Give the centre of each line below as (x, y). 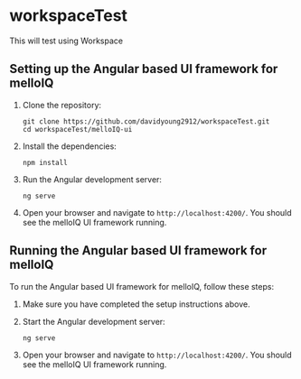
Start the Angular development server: (94, 321)
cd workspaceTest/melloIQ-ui (77, 129)
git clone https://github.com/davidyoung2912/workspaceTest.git (146, 121)
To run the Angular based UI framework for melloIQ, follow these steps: (141, 286)
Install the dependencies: (70, 146)
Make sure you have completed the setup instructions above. (136, 304)
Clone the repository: (62, 105)
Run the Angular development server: (92, 179)
